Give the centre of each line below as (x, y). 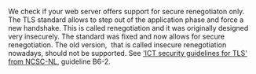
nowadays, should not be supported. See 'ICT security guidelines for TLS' (128, 53)
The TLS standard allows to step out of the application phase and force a (126, 20)
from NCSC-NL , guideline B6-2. (60, 61)
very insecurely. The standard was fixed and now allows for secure (117, 36)
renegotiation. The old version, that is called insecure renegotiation (117, 45)
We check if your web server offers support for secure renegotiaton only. (126, 11)
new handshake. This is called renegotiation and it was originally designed (128, 28)
